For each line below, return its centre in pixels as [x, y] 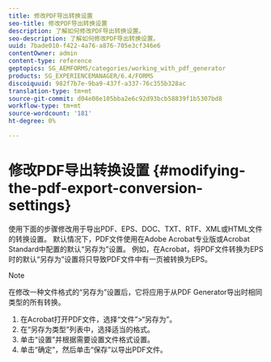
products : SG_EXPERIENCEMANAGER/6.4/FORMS [81, 76]
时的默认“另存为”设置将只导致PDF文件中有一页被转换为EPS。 [110, 259]
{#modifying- [199, 171]
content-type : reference [50, 61]
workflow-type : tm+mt [45, 106]
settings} [40, 206]
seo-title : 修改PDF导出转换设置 [58, 23]
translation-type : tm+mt [50, 91]
